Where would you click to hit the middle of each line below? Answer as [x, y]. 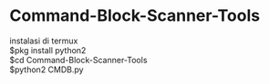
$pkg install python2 [48, 50]
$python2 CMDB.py [47, 70]
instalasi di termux [44, 41]
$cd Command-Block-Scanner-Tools [78, 60]
